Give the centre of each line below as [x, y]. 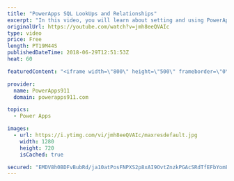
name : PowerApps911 [42, 90]
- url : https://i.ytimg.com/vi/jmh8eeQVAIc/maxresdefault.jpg [106, 135]
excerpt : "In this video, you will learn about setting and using [106, 20]
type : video [24, 33]
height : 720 [37, 148]
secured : [20, 167]
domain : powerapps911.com [51, 97]
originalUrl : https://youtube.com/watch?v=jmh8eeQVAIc [88, 26]
